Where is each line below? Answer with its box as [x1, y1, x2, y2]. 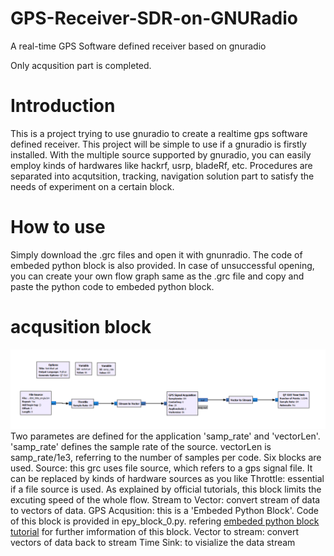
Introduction [10, 95, 116, 117]
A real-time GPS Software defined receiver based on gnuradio [10, 40, 267, 52]
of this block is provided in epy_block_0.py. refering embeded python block [10, 515, 320, 527]
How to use [10, 216, 106, 239]
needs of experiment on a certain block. [10, 180, 175, 192]
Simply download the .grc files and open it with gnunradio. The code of [10, 248, 303, 261]
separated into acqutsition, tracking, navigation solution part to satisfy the [10, 170, 315, 182]
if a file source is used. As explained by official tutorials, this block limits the [10, 483, 322, 495]
